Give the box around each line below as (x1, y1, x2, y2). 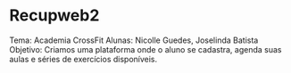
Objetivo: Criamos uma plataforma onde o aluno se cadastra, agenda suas (9, 44, 282, 54)
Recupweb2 (9, 5, 100, 26)
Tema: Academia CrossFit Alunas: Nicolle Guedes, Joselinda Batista (9, 35, 259, 45)
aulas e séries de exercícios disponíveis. (9, 53, 158, 64)
